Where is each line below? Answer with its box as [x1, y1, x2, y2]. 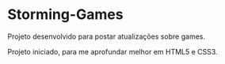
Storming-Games [7, 6, 124, 24]
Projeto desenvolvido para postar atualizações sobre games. [7, 32, 206, 41]
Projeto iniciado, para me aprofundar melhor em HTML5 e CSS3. [7, 47, 219, 56]
